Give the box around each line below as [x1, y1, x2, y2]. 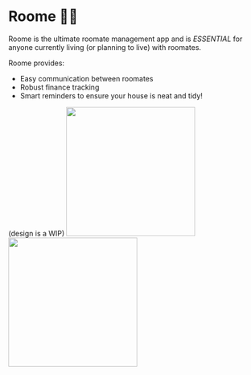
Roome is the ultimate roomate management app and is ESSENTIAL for [8, 34, 243, 44]
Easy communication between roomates [19, 73, 154, 83]
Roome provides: [8, 58, 65, 68]
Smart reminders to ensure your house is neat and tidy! [19, 90, 204, 100]
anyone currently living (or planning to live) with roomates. [8, 42, 202, 52]
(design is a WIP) [8, 228, 65, 238]
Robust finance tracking [19, 82, 100, 92]
